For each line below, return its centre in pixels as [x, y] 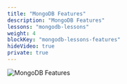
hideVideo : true [31, 46]
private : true [28, 53]
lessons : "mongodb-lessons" [48, 27]
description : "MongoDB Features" [56, 20]
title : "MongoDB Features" [47, 14]
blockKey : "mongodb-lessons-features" [64, 40]
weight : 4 [22, 33]
